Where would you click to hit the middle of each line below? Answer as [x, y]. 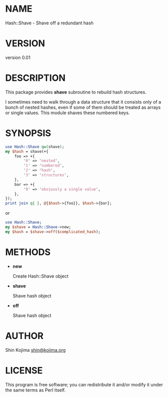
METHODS [28, 252]
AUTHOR [25, 336]
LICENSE [24, 370]
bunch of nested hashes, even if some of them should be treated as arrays [83, 107]
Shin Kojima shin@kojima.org [35, 350]
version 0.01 [18, 57]
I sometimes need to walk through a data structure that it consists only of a [83, 102]
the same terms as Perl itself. [35, 390]
